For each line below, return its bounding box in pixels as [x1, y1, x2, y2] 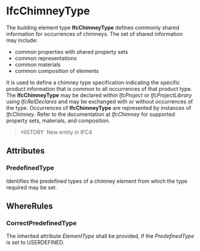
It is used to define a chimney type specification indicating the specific [6, 79, 180, 86]
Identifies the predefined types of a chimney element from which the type [6, 177, 188, 185]
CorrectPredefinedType [6, 219, 77, 227]
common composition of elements [14, 67, 100, 74]
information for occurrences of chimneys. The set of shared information [6, 30, 183, 37]
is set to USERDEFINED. [6, 239, 64, 246]
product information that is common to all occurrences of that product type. [6, 85, 192, 92]
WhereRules [6, 201, 53, 212]
